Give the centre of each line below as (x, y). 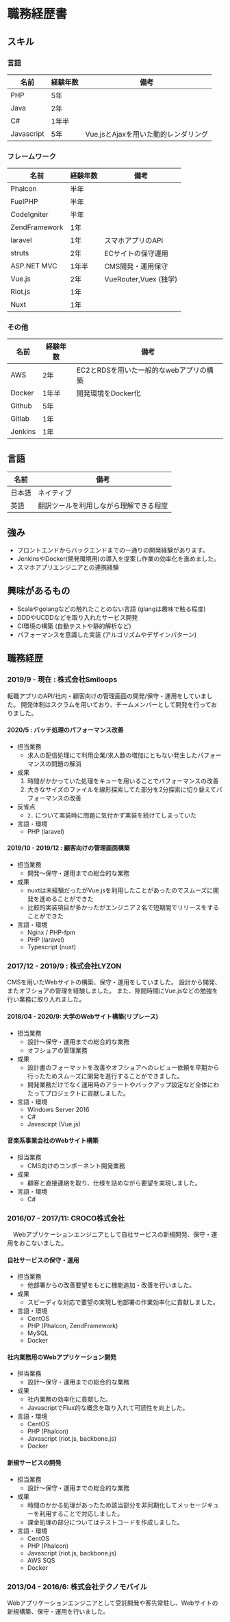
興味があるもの (39, 591)
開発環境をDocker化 (109, 393)
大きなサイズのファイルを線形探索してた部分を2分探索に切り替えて (122, 789)
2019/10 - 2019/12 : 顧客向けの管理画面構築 (68, 848)
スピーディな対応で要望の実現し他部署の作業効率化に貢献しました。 (123, 1302)
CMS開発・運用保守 (136, 266)
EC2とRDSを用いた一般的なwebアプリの (141, 370)
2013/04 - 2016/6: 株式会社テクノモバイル (77, 1586)
